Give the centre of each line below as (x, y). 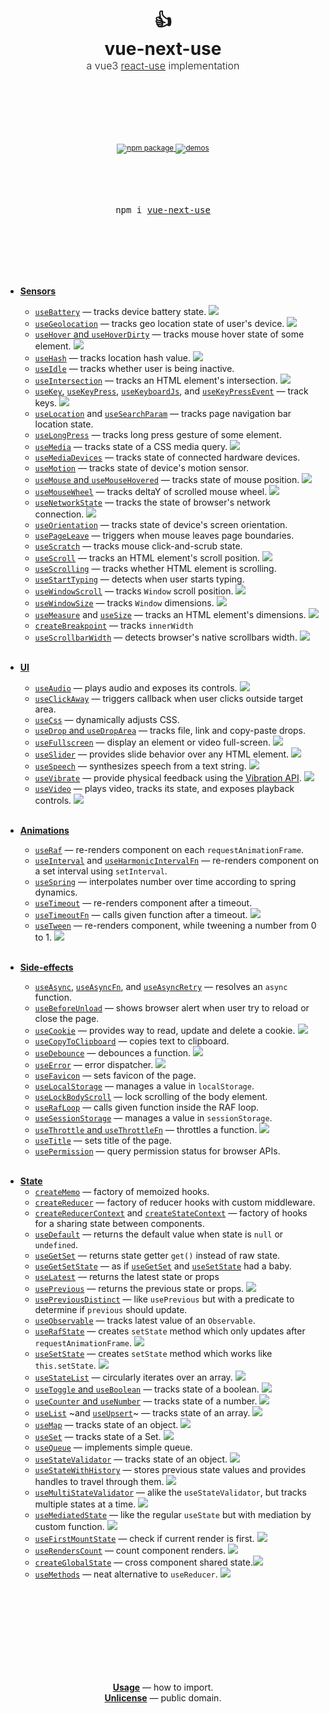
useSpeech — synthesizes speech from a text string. (140, 766)
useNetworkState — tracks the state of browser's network (153, 502)
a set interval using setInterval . (101, 871)
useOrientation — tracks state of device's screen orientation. (161, 524)
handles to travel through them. (99, 1481)
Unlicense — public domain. (163, 1697)
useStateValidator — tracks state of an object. (131, 1459)
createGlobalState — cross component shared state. (143, 1562)
